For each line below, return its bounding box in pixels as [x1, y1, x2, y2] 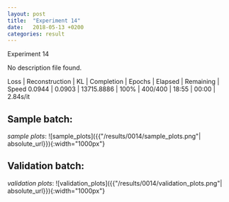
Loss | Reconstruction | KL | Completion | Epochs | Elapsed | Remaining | [7, 78, 220, 86]
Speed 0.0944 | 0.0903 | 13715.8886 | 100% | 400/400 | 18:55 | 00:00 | [7, 85, 216, 93]
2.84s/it [7, 92, 30, 101]
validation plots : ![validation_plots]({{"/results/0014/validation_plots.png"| [7, 179, 223, 187]
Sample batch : [7, 113, 73, 125]
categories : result [7, 30, 65, 38]
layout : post [7, 10, 46, 18]
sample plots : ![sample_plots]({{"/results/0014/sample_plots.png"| [7, 132, 201, 141]
